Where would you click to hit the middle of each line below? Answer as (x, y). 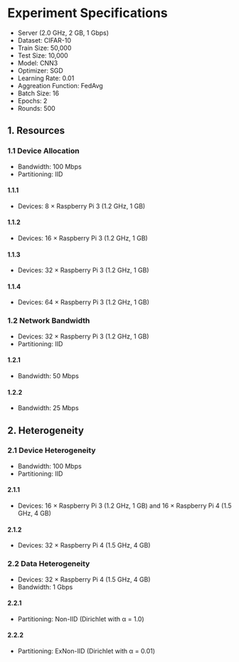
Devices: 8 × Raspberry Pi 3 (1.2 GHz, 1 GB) (81, 206)
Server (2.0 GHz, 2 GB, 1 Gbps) (63, 33)
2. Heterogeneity (46, 431)
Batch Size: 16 (38, 93)
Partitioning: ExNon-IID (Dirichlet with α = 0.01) (86, 651)
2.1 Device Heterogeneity (52, 451)
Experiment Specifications (88, 13)
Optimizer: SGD (41, 70)
